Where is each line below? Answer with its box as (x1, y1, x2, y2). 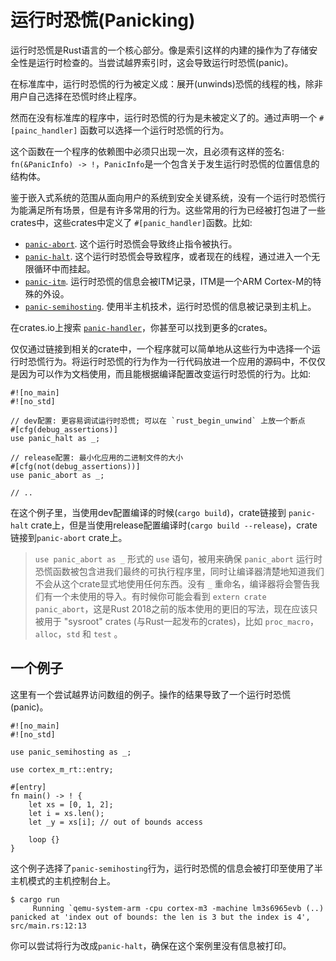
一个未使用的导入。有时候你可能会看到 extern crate (52, 590, 267, 602)
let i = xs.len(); (28, 808, 105, 818)
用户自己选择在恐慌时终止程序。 (10, 90, 142, 102)
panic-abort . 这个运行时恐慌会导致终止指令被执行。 (24, 237, 238, 250)
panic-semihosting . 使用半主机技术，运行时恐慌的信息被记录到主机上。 (24, 300, 317, 312)
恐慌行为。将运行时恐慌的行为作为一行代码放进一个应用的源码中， (27, 355, 300, 367)
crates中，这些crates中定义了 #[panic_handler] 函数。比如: (10, 216, 253, 228)
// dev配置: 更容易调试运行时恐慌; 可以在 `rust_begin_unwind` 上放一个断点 (10, 416, 306, 426)
